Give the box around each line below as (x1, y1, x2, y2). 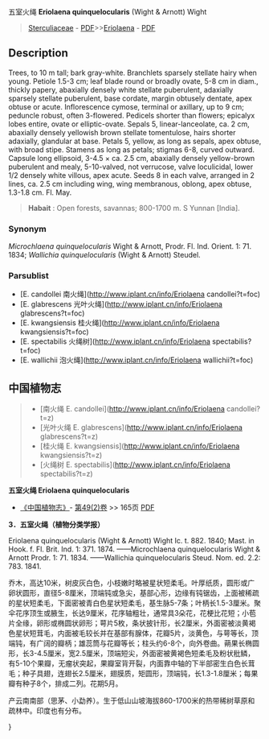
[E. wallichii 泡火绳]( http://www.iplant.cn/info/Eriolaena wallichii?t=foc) (19, 355, 254, 365)
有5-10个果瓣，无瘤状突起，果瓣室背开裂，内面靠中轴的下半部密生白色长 (8, 658, 249, 668)
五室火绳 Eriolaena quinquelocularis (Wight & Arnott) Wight (8, 7, 207, 16)
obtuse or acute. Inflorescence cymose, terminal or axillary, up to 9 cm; (8, 101, 245, 111)
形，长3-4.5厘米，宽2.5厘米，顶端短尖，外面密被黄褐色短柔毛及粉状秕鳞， (8, 649, 255, 658)
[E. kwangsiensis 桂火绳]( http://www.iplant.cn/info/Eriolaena (19, 318, 220, 328)
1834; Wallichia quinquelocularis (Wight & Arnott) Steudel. (8, 250, 201, 260)
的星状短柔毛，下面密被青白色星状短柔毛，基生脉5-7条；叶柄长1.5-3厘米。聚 (8, 598, 262, 608)
